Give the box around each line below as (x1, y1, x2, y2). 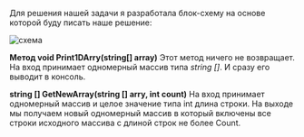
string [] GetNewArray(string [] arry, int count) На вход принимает (9, 89, 265, 99)
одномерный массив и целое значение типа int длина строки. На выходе (9, 98, 294, 109)
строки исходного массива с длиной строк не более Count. (9, 117, 241, 128)
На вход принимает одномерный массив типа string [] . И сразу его (9, 62, 270, 72)
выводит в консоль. (9, 71, 86, 82)
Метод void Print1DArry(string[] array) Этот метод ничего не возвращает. (9, 52, 295, 62)
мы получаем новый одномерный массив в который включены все (9, 108, 272, 118)
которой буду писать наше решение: (9, 17, 152, 28)
